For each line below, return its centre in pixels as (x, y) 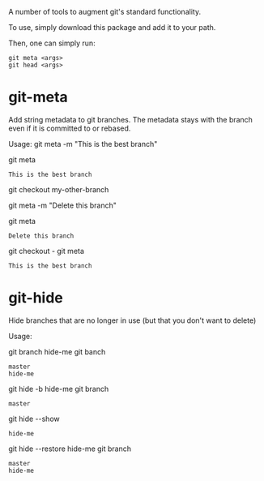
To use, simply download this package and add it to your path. (112, 27)
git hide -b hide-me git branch (59, 389)
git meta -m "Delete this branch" (63, 205)
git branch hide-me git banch (57, 351)
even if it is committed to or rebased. (70, 128)
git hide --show (34, 419)
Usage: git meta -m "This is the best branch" (83, 144)
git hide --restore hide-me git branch (70, 449)
